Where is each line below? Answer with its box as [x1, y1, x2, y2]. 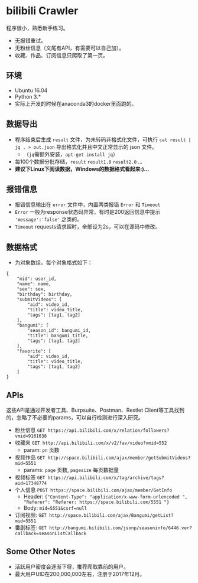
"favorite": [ [17, 349, 51, 354]
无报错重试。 [14, 37, 46, 44]
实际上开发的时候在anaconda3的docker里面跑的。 [14, 100, 137, 107]
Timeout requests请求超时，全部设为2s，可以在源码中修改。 [14, 223, 161, 230]
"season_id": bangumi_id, [27, 328, 92, 334]
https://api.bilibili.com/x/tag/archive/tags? [47, 475, 164, 481]
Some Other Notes [6, 546, 76, 556]
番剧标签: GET [14, 524, 47, 531]
